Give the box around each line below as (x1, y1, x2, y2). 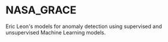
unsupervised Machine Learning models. (5, 29, 106, 36)
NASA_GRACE (5, 3, 77, 17)
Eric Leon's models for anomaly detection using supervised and (5, 23, 162, 30)
